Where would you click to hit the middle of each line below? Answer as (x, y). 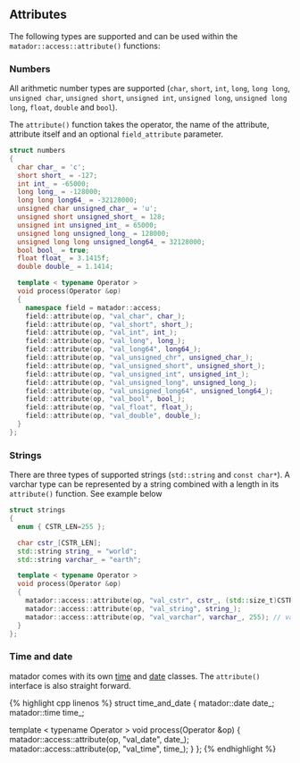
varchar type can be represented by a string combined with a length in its (144, 484)
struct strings (37, 510)
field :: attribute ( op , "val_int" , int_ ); (101, 333)
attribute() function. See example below (86, 494)
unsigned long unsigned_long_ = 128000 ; (93, 233)
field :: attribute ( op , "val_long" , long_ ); (105, 341)
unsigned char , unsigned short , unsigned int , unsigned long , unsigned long (148, 98)
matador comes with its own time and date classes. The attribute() (135, 676)
